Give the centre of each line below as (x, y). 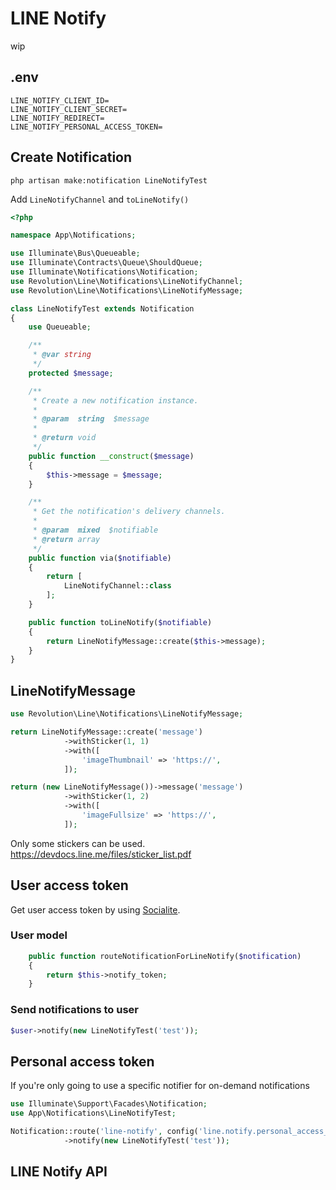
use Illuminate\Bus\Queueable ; (75, 253)
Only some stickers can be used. (78, 843)
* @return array (66, 539)
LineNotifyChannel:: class (117, 586)
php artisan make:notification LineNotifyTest (109, 180)
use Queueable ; (60, 327)
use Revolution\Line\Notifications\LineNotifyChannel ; (127, 281)
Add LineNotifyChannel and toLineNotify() (100, 199)
